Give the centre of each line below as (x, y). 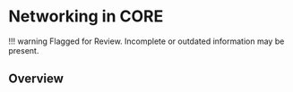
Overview (36, 79)
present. (24, 50)
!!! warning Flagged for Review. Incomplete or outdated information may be (146, 41)
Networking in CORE (86, 17)
